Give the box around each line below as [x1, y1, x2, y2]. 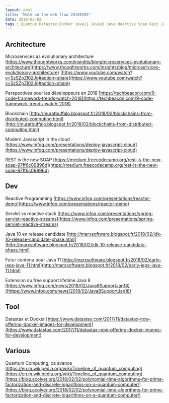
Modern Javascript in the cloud [5, 137, 70, 143]
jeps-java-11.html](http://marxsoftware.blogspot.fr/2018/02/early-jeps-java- [5, 262, 162, 268]
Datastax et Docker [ [5, 316, 48, 322]
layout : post [5, 7, 33, 13]
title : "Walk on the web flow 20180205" [5, 12, 92, 17]
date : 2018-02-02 [5, 17, 42, 22]
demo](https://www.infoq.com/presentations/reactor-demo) [5, 200, 130, 207]
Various [5, 347, 30, 355]
